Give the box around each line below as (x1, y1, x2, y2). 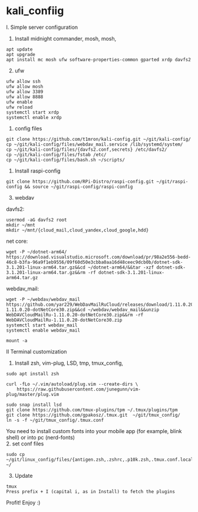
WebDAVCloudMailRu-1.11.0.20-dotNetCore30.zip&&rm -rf (6, 312, 144, 318)
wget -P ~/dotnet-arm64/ (6, 249, 67, 255)
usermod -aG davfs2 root (6, 217, 67, 223)
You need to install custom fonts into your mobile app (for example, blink (6, 427, 182, 434)
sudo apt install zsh (6, 371, 60, 376)
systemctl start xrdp (6, 109, 60, 115)
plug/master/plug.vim (6, 391, 60, 397)
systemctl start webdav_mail (6, 322, 78, 328)
